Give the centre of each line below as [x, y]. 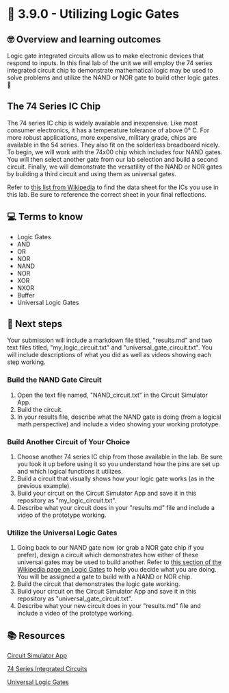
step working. [26, 362]
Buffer [26, 295]
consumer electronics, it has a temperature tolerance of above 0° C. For [108, 130]
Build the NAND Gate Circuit [54, 380]
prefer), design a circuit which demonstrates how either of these [108, 555]
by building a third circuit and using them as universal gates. [92, 173]
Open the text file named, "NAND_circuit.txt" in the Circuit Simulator [112, 395]
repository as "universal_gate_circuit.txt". [75, 598]
